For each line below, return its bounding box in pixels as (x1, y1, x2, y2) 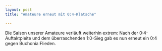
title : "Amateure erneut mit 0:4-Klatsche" (5, 12, 97, 17)
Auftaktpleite (5, 35, 31, 41)
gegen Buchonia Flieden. (5, 40, 56, 46)
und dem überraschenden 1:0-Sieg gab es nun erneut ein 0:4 (32, 35, 157, 41)
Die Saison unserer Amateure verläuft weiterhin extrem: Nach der (5, 30, 139, 36)
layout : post (5, 7, 32, 12)
